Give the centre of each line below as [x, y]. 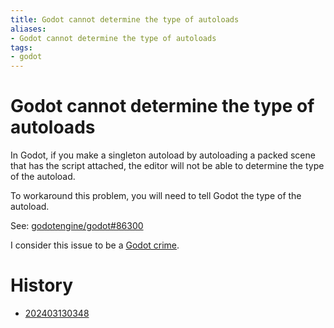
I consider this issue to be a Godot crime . [95, 245]
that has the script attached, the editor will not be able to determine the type [167, 166]
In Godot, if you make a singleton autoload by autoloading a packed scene [163, 155]
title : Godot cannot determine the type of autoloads [125, 19]
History [42, 285]
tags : [21, 47]
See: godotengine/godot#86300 [77, 226]
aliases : [28, 29]
